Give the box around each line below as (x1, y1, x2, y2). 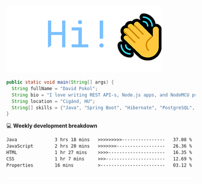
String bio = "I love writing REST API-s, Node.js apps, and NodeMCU (11, 92, 189, 98)
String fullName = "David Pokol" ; (11, 85, 98, 91)
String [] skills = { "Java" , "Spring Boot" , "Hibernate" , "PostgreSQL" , (11, 105, 195, 111)
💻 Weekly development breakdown (6, 122, 97, 129)
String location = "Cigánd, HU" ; (11, 98, 96, 104)
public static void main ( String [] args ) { (6, 79, 114, 85)
